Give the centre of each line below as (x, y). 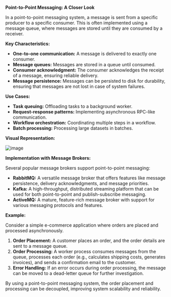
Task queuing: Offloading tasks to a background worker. (72, 106)
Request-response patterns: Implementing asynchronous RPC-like (84, 112)
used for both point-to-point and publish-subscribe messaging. (80, 194)
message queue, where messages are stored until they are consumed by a (84, 28)
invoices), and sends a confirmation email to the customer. (74, 262)
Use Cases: (18, 96)
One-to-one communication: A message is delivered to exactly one (85, 54)
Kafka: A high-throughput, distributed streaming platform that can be (86, 189)
